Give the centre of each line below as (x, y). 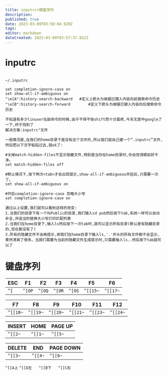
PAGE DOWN (65, 348)
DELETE (17, 348)
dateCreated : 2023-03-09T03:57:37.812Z (47, 38)
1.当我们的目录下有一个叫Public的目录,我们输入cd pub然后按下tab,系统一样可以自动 (82, 213)
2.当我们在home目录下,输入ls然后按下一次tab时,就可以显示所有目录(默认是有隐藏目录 (82, 224)
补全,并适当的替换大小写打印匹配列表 (38, 218)
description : (19, 15)
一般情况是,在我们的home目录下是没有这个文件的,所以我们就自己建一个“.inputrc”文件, (84, 140)
